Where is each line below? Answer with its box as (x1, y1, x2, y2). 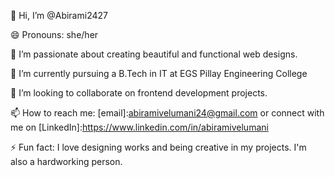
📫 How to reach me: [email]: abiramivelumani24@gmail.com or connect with (10, 107, 325, 119)
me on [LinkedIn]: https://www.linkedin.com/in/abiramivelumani (10, 121, 269, 133)
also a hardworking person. (10, 156, 123, 167)
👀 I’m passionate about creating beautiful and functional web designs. (10, 48, 298, 60)
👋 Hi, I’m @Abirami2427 (10, 10, 108, 21)
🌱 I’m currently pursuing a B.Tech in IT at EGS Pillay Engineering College (10, 68, 308, 79)
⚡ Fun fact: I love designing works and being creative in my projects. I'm (10, 141, 307, 153)
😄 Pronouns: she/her (10, 29, 99, 40)
